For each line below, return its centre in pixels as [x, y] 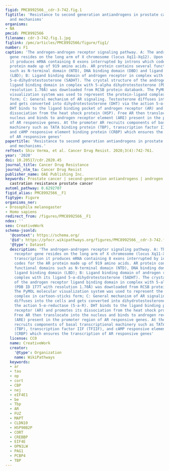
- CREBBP [19, 437]
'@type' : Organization [38, 352]
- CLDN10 [19, 423]
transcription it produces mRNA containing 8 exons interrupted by [86, 259]
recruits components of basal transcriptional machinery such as [84, 324]
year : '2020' [19, 155]
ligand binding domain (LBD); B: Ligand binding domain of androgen [88, 273]
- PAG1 [17, 451]
